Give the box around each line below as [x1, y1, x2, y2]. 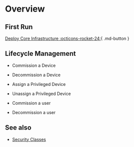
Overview [5, 3, 45, 15]
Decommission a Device [12, 72, 61, 78]
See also [5, 124, 32, 132]
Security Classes [12, 136, 46, 142]
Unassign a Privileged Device [12, 91, 71, 97]
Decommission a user [12, 109, 56, 115]
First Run [5, 23, 33, 31]
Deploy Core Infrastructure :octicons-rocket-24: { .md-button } [5, 35, 130, 41]
